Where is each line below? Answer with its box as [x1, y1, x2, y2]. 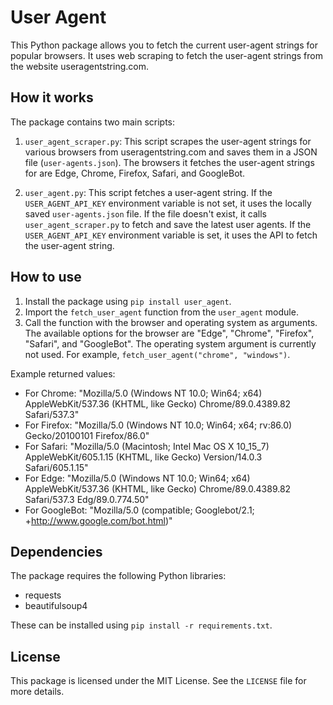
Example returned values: [10, 367, 116, 380]
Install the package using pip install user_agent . [24, 295, 232, 307]
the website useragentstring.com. [10, 60, 149, 72]
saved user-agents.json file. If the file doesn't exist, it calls [24, 207, 267, 220]
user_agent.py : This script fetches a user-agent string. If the [24, 186, 273, 198]
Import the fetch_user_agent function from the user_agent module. [24, 306, 299, 318]
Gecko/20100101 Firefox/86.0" [24, 429, 150, 441]
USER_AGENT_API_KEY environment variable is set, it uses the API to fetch [24, 229, 318, 241]
